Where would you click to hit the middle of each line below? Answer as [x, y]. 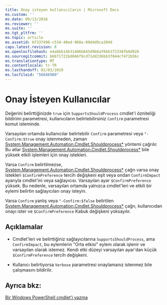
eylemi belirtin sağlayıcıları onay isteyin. [46, 191]
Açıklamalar [24, 227]
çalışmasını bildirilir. [32, 270]
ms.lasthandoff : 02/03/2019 [34, 70]
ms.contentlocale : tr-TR [31, 65]
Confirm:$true [20, 139]
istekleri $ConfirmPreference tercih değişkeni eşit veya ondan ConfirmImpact [83, 175]
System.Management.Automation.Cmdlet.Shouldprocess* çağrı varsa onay [82, 170]
